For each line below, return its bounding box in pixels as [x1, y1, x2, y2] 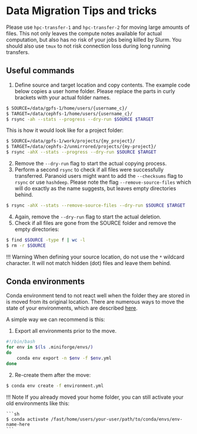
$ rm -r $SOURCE [6, 243, 46, 249]
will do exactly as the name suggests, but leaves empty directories [14, 185, 176, 192]
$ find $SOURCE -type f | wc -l [6, 237, 85, 243]
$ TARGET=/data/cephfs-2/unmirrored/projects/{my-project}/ [6, 144, 157, 150]
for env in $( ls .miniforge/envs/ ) [6, 344, 94, 350]
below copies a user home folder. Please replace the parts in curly [14, 87, 175, 95]
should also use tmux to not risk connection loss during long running [6, 42, 171, 49]
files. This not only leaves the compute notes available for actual [6, 29, 162, 37]
